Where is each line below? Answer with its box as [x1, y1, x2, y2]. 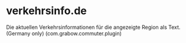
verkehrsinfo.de [6, 4, 87, 18]
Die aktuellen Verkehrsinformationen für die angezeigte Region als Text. [6, 24, 181, 31]
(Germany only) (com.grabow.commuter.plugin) [6, 29, 122, 37]
